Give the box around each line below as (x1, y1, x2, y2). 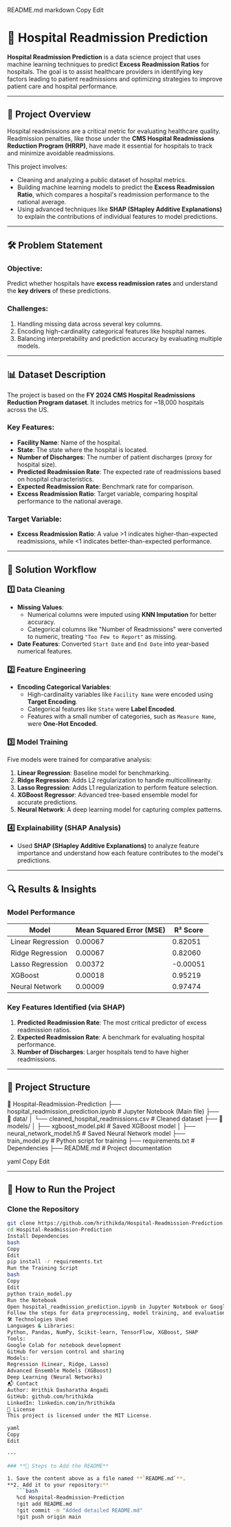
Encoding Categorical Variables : (16, 683, 112, 691)
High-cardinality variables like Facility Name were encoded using (27, 690, 213, 699)
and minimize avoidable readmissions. (7, 148, 115, 157)
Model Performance (7, 907, 76, 917)
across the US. (7, 405, 49, 413)
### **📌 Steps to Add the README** (7, 1462, 109, 1469)
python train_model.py (7, 1290, 72, 1297)
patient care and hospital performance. (7, 82, 118, 90)
